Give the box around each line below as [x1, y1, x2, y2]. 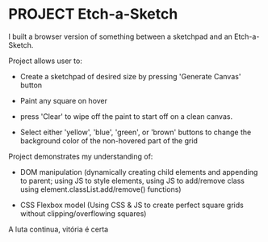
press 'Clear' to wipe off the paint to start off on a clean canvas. [19, 111, 232, 121]
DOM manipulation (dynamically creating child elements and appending [19, 167, 258, 176]
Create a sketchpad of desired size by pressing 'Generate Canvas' [19, 71, 241, 81]
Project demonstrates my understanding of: [8, 151, 153, 161]
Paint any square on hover [19, 96, 107, 105]
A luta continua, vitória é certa [8, 224, 109, 234]
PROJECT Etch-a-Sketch [8, 5, 178, 23]
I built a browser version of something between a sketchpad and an [8, 32, 232, 41]
